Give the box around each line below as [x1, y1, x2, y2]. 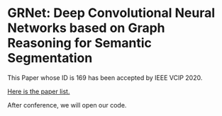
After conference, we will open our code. [7, 100, 127, 109]
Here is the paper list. [7, 87, 70, 95]
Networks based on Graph [7, 20, 165, 36]
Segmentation [7, 50, 93, 66]
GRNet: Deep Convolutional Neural [7, 5, 216, 21]
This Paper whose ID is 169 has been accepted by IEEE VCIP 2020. [7, 73, 203, 82]
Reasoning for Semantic [7, 35, 152, 51]
